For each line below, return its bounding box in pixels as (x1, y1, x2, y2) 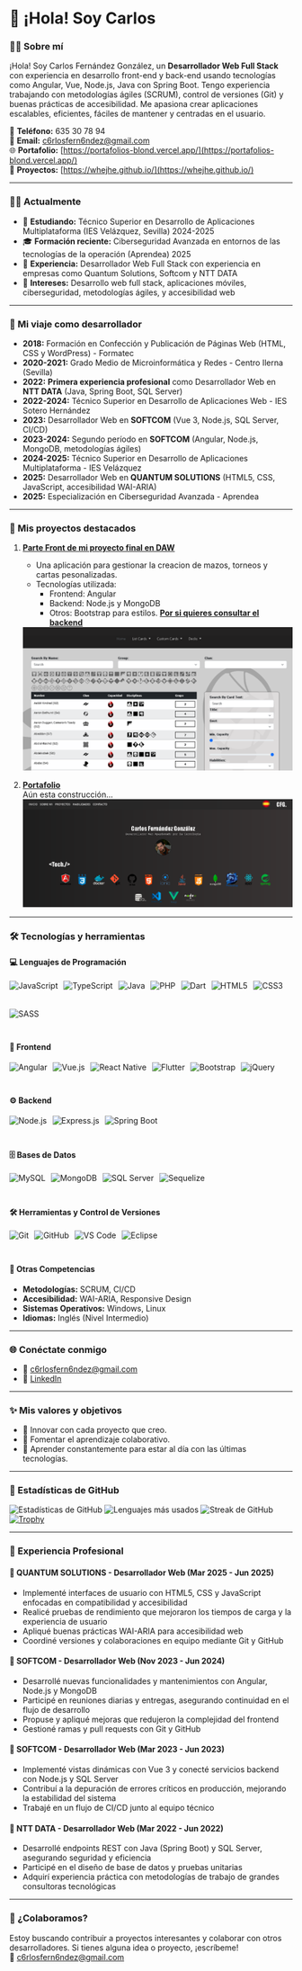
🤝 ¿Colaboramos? (9, 1912, 88, 1924)
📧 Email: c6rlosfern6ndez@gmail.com (9, 135, 150, 147)
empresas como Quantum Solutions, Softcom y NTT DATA (22, 267, 238, 278)
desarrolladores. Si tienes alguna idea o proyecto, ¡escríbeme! (9, 1942, 239, 1953)
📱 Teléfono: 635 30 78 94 (9, 126, 106, 137)
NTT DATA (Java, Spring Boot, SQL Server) (22, 386, 183, 397)
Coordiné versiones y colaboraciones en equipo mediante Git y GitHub (22, 1635, 284, 1645)
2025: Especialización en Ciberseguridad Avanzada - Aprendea (22, 491, 259, 502)
